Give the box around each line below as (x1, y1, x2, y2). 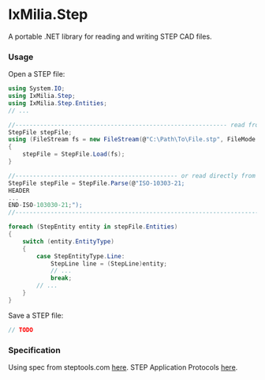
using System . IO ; (8, 85, 65, 92)
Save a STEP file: (8, 310, 64, 320)
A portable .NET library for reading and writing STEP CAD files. (8, 32, 212, 41)
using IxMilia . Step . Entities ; (8, 99, 108, 107)
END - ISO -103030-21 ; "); (8, 201, 83, 209)
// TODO (8, 325, 34, 333)
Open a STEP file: (8, 70, 65, 79)
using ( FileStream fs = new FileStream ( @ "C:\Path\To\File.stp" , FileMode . (8, 136, 259, 144)
